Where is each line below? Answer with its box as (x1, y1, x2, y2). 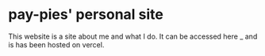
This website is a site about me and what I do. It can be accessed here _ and (8, 32, 258, 41)
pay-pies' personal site (8, 6, 164, 24)
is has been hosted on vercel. (8, 39, 105, 49)
